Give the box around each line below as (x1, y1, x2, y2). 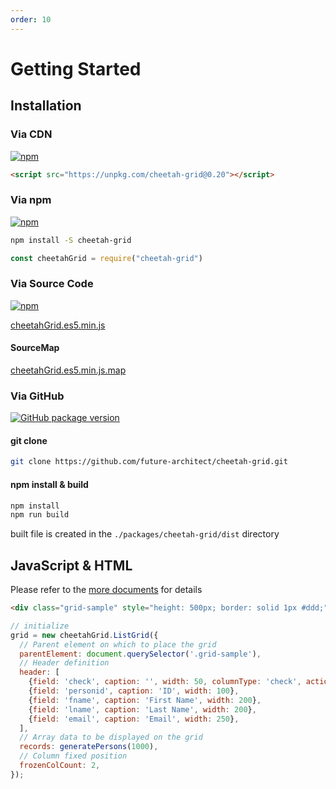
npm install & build (10, 478, 89, 490)
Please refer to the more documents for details (10, 584, 203, 596)
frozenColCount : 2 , (19, 761, 101, 771)
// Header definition (19, 658, 110, 668)
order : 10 (10, 14, 52, 25)
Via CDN (10, 127, 53, 141)
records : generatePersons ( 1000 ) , (19, 742, 159, 752)
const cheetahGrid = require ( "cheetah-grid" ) (10, 253, 203, 263)
